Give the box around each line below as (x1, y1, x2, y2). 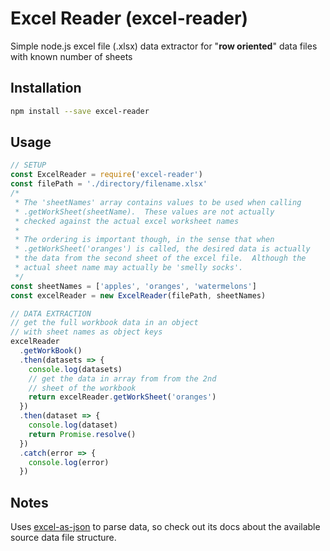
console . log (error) (28, 457, 110, 467)
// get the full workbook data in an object (10, 318, 199, 328)
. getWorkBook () (19, 346, 83, 356)
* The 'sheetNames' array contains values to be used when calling (14, 197, 302, 207)
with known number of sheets (10, 50, 133, 62)
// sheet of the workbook (28, 383, 137, 393)
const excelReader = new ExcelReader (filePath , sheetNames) (10, 290, 267, 301)
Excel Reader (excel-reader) (10, 7, 248, 30)
